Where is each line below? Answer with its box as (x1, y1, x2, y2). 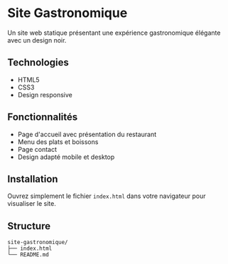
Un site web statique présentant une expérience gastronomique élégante (7, 28, 221, 37)
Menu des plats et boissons (17, 137, 99, 146)
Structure (7, 220, 51, 232)
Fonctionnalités (7, 111, 78, 123)
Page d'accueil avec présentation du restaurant (17, 130, 157, 138)
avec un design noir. (7, 35, 67, 44)
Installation (7, 172, 58, 185)
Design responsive (17, 90, 73, 99)
